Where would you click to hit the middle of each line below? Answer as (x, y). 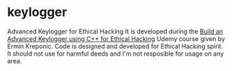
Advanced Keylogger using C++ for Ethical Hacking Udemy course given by (116, 38)
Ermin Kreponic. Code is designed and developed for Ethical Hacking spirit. (115, 46)
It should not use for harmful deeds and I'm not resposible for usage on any (116, 54)
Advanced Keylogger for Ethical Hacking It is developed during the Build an (115, 31)
